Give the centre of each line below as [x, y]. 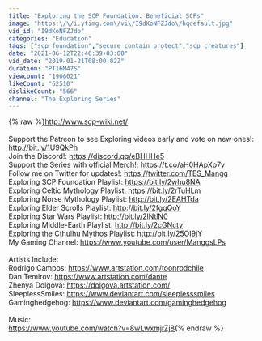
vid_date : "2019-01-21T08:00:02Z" [67, 62]
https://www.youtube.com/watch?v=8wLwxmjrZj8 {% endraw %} [116, 328]
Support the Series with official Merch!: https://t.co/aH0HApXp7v [116, 165]
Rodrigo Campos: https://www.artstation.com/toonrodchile [106, 268]
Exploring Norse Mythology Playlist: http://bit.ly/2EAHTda [104, 199]
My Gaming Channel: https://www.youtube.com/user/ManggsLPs [117, 242]
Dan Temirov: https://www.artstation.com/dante [88, 277]
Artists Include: [34, 259]
